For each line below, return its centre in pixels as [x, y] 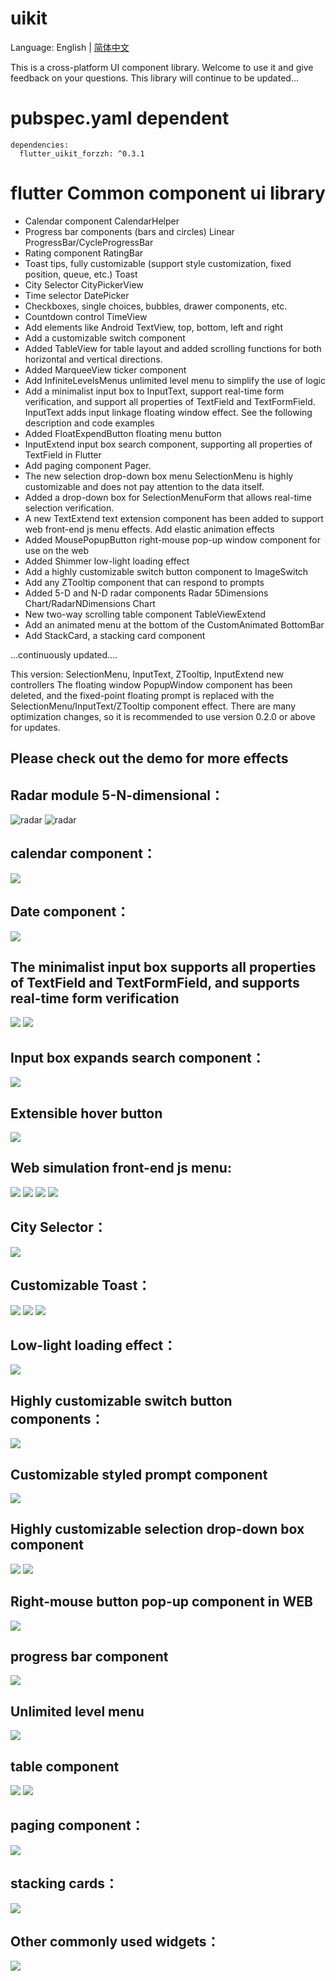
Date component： [70, 912]
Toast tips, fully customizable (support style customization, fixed [158, 263]
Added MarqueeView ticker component [105, 369]
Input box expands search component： [137, 1057]
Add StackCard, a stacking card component [115, 635]
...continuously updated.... [64, 654]
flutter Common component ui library [168, 193]
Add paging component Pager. [88, 465]
